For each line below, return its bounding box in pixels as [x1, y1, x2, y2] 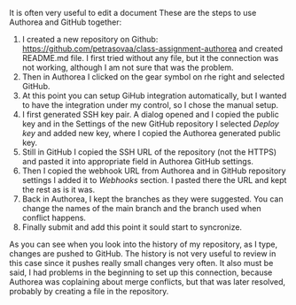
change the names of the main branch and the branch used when [21, 203, 261, 213]
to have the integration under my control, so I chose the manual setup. [21, 100, 279, 110]
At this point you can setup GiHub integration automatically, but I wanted [21, 90, 287, 101]
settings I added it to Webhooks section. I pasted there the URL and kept [21, 175, 287, 185]
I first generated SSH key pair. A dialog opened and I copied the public [21, 110, 279, 119]
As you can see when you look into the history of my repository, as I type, [9, 239, 277, 249]
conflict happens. [21, 212, 87, 223]
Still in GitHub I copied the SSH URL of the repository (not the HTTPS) [21, 147, 277, 157]
